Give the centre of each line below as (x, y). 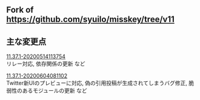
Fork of (20, 10)
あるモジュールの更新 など (55, 91)
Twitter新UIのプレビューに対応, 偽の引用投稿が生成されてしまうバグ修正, (97, 83)
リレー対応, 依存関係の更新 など (46, 64)
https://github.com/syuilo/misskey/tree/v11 (90, 20)
